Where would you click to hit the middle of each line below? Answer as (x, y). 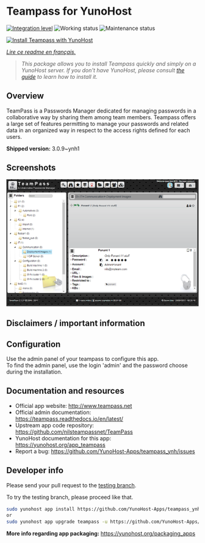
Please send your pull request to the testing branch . (71, 485)
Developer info (35, 471)
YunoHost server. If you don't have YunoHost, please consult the (103, 70)
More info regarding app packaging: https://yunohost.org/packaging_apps (101, 534)
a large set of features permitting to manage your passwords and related (98, 124)
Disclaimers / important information (76, 323)
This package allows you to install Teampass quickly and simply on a (109, 64)
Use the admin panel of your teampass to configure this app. (83, 358)
